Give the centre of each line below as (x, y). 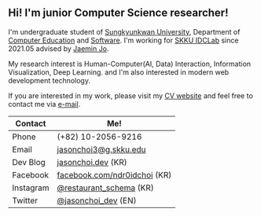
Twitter (25, 200)
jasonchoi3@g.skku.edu (102, 149)
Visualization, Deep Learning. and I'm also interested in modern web (119, 72)
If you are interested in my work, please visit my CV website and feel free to (130, 95)
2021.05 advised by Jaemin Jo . (59, 48)
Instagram (31, 188)
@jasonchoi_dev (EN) (97, 200)
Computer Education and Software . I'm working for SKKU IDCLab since (123, 40)
